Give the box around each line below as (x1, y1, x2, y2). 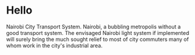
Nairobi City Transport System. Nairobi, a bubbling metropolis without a (6, 23, 181, 30)
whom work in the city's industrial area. (6, 42, 103, 49)
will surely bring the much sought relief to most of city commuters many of (6, 35, 189, 43)
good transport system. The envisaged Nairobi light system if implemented (6, 29, 190, 36)
